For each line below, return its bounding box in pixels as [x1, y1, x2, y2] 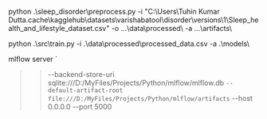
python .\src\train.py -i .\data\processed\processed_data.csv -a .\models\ [8, 39, 249, 48]
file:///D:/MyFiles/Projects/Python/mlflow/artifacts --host [47, 94, 253, 102]
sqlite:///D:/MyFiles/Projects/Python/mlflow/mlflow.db [47, 79, 225, 87]
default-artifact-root [47, 86, 124, 94]
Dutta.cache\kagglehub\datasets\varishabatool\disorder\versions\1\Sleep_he [8, 15, 259, 25]
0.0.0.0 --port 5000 [47, 102, 112, 111]
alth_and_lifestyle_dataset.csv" [8, 24, 110, 33]
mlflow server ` [8, 55, 58, 63]
